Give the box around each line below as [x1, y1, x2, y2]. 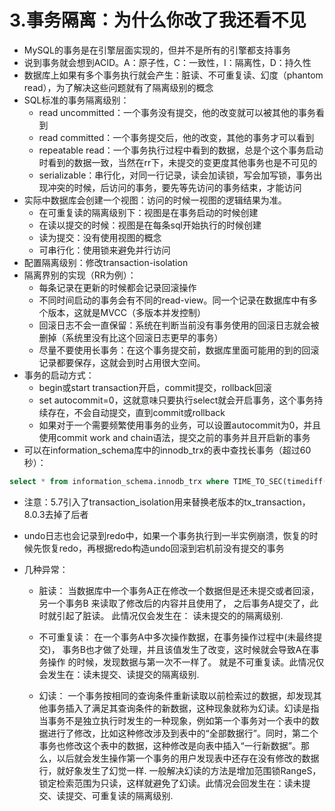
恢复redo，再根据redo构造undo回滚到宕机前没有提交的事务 [41, 542, 285, 554]
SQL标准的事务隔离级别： [23, 94, 130, 106]
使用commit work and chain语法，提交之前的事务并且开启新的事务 [38, 431, 311, 443]
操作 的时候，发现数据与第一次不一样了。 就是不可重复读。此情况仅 [47, 656, 325, 668]
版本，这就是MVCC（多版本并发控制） [47, 306, 206, 318]
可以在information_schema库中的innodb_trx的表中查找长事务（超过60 [23, 444, 312, 456]
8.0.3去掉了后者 [23, 508, 89, 520]
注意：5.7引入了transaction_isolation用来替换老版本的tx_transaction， [23, 496, 311, 508]
